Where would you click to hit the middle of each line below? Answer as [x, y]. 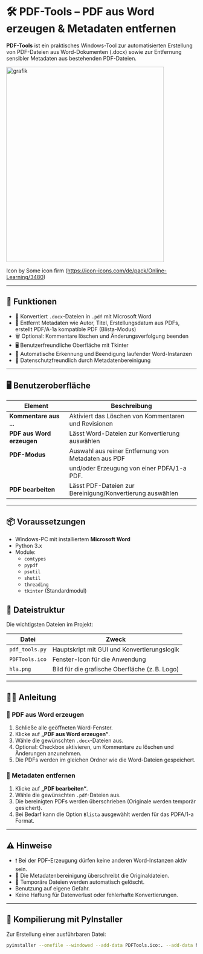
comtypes [35, 559]
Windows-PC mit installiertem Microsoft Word [73, 539]
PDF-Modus [27, 455]
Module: [25, 552]
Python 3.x [28, 546]
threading [37, 585]
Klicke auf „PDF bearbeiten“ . [51, 789]
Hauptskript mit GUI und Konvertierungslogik [116, 650]
